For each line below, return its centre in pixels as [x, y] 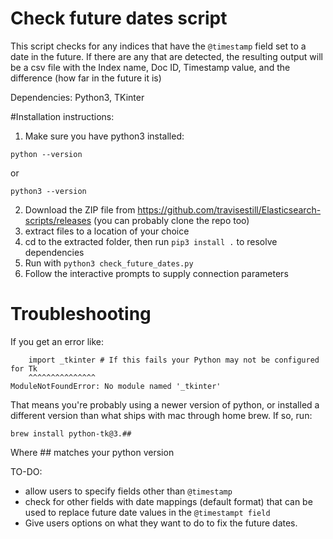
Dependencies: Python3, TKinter [77, 97]
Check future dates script [119, 18]
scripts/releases [58, 220]
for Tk [24, 368]
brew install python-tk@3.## [71, 433]
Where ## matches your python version [92, 452]
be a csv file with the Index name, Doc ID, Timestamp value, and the [150, 67]
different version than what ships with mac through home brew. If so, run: [161, 415]
